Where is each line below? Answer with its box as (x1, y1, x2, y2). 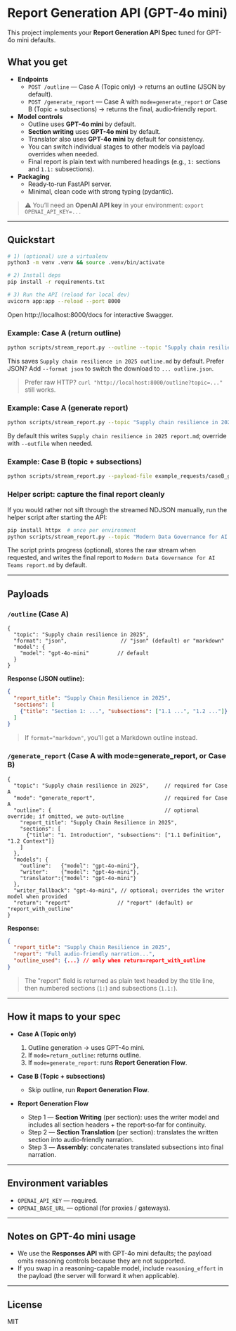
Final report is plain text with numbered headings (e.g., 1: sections (27, 157, 221, 166)
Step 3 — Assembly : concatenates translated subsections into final (27, 1143, 223, 1151)
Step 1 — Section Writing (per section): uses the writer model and (27, 1113, 220, 1121)
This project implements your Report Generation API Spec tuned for (7, 28, 205, 37)
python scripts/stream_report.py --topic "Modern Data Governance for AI (7, 533, 228, 540)
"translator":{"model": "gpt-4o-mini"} (20, 874, 137, 881)
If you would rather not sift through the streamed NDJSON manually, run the (7, 505, 228, 514)
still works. (24, 385, 56, 394)
